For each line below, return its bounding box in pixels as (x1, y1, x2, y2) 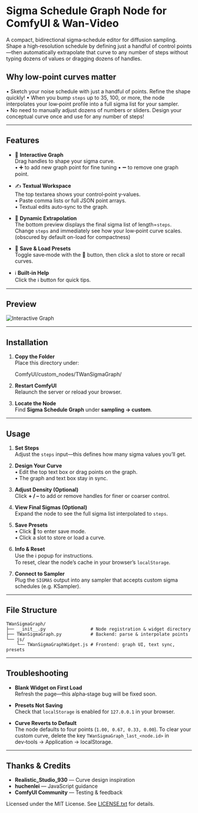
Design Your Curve (14, 462, 62, 469)
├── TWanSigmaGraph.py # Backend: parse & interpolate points (6, 631, 189, 637)
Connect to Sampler (14, 571, 65, 577)
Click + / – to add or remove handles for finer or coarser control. (14, 493, 170, 499)
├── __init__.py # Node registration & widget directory (6, 626, 192, 632)
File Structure (6, 605, 57, 615)
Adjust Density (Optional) (14, 486, 79, 493)
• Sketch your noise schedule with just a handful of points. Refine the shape (6, 87, 191, 95)
